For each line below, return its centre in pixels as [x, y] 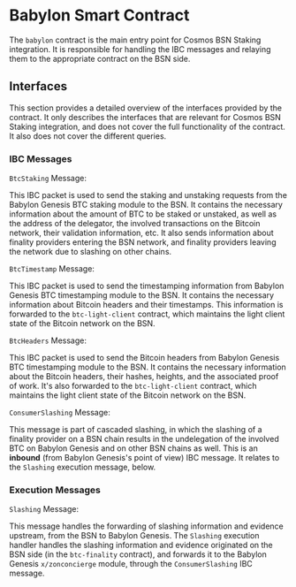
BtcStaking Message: [48, 179]
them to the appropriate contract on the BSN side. [100, 58]
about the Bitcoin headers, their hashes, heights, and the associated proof [144, 377]
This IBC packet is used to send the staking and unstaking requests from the [148, 195]
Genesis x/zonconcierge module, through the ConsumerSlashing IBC [131, 564]
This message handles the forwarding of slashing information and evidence [147, 526]
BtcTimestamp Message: [52, 269]
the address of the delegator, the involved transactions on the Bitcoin [135, 224]
